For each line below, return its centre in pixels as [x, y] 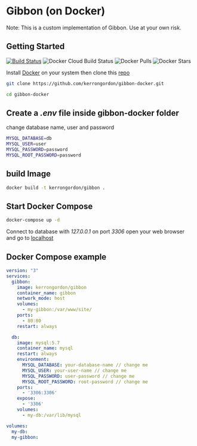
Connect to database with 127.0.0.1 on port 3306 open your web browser [96, 231]
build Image [28, 174]
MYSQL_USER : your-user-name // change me [74, 370]
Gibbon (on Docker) [56, 11]
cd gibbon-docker [28, 94]
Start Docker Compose [50, 206]
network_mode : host [41, 299]
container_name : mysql [45, 348]
